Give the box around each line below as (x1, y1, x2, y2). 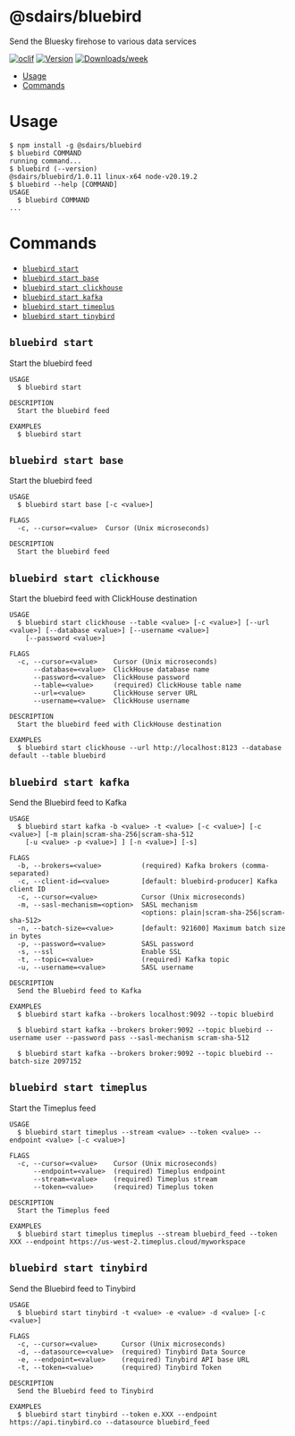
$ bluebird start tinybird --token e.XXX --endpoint (17, 1410, 218, 1419)
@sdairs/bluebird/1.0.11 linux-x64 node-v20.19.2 (9, 172, 198, 181)
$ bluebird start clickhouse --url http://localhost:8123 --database (17, 744, 282, 753)
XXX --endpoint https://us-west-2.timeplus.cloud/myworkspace (9, 1237, 246, 1246)
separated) (9, 869, 50, 878)
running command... (9, 156, 82, 165)
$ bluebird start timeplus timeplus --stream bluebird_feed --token (17, 1229, 278, 1238)
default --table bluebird (9, 751, 105, 761)
